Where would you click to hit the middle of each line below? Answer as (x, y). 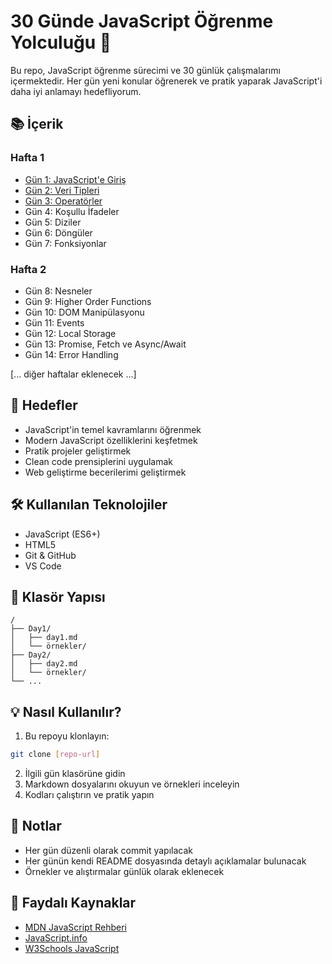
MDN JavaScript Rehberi (75, 927)
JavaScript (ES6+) (62, 534)
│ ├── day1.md (44, 638)
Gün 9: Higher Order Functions (88, 301)
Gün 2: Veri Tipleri (62, 190)
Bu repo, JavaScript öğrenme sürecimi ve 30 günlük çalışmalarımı (145, 70)
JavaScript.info (56, 937)
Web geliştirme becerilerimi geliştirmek (105, 472)
